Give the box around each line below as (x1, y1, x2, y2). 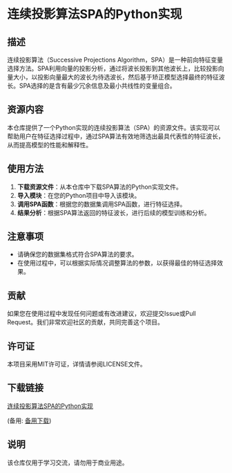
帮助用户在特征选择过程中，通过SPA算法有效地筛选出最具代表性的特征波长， (7, 132, 224, 140)
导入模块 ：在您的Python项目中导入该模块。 (17, 191, 141, 199)
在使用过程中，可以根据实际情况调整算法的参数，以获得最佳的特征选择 (17, 259, 217, 267)
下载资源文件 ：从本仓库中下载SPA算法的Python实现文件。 (17, 183, 182, 191)
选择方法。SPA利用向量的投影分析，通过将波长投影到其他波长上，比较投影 (7, 64, 219, 73)
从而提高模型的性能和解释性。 (7, 140, 92, 149)
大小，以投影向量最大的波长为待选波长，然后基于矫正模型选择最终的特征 (12, 73, 219, 81)
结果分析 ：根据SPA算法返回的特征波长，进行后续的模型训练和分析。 (17, 208, 211, 216)
